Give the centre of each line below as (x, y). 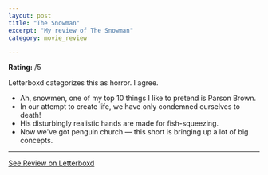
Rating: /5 (25, 68)
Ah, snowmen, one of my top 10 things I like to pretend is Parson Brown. (138, 98)
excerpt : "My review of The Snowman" (71, 30)
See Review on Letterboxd (51, 163)
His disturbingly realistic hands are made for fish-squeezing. (119, 123)
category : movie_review (48, 38)
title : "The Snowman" (44, 23)
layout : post (30, 16)
